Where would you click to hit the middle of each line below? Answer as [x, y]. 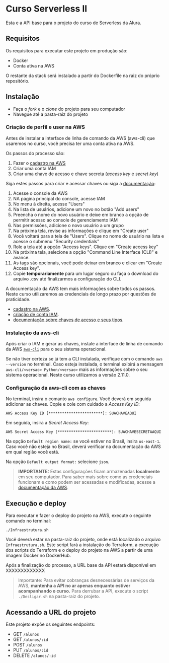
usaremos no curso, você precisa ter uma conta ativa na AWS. [70, 143]
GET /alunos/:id [30, 639]
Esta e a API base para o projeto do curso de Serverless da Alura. [73, 23]
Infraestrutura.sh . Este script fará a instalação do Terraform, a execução [82, 545]
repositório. [18, 81]
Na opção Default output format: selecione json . [58, 462]
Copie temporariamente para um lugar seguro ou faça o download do [86, 273]
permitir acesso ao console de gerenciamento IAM [65, 220]
